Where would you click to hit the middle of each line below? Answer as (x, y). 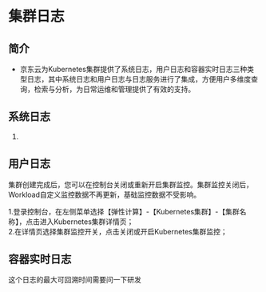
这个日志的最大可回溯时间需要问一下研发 (75, 280)
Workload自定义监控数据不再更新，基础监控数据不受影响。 (105, 194)
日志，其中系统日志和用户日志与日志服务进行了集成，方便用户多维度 (139, 79)
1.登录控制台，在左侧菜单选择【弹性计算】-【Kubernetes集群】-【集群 (124, 211)
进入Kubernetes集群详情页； (87, 222)
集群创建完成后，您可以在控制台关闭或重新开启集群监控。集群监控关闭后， (131, 184)
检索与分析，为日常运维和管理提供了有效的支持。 (115, 89)
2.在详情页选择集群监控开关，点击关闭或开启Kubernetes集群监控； (118, 231)
